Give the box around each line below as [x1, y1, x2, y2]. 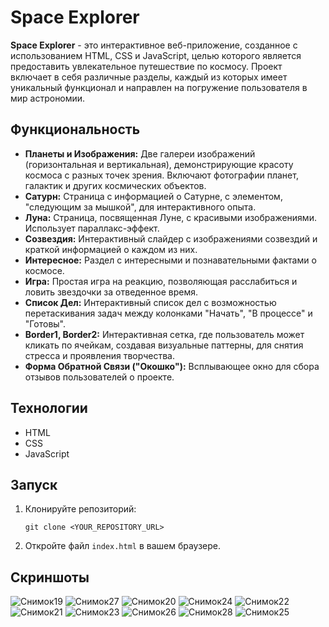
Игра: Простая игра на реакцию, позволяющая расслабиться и [24, 275, 298, 287]
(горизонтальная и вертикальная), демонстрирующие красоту [24, 158, 294, 170]
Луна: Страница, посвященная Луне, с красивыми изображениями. [24, 211, 317, 223]
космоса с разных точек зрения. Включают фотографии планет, [24, 169, 299, 181]
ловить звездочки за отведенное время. [24, 286, 199, 298]
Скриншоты [10, 569, 90, 586]
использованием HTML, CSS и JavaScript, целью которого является [10, 49, 302, 61]
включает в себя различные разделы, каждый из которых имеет [10, 71, 288, 83]
